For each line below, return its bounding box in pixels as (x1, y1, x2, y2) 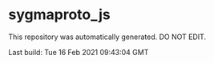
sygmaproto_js (8, 6, 111, 24)
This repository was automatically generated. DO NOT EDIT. (8, 32, 207, 41)
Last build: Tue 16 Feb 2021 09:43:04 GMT (8, 47, 149, 57)
